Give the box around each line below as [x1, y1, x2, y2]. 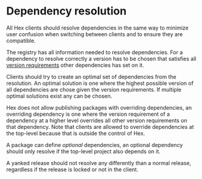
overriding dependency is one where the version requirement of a [6, 110, 171, 118]
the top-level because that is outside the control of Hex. [6, 130, 145, 137]
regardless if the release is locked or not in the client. [6, 166, 138, 173]
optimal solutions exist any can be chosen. [6, 92, 112, 99]
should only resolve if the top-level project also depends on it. [6, 148, 161, 155]
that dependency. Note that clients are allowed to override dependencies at [6, 123, 194, 130]
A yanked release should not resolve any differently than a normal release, [6, 159, 192, 166]
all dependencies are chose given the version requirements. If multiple [6, 86, 181, 93]
